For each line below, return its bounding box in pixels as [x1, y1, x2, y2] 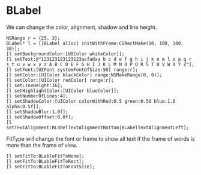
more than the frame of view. [6, 141, 78, 149]
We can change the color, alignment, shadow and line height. [6, 23, 157, 31]
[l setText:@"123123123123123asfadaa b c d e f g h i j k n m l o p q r [6, 56, 192, 62]
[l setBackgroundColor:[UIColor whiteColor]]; [6, 51, 125, 57]
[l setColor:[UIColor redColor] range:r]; [6, 77, 114, 83]
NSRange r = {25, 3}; [6, 35, 61, 41]
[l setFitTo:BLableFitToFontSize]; [6, 164, 95, 170]
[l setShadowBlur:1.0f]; [6, 109, 68, 115]
